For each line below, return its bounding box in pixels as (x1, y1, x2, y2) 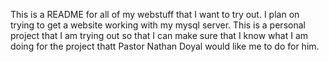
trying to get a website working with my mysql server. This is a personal (10, 19, 306, 31)
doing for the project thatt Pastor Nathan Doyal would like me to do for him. (10, 40, 320, 52)
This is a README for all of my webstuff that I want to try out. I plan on (10, 9, 300, 20)
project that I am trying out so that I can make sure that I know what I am (10, 30, 309, 41)
